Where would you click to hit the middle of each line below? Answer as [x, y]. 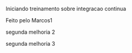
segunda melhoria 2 [30, 32]
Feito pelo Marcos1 [29, 20]
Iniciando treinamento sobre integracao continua [66, 9]
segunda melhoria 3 [30, 44]
